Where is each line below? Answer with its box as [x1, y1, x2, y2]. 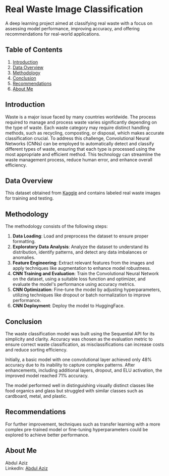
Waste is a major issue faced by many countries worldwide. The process [5, 113, 156, 120]
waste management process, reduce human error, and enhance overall [5, 156, 153, 162]
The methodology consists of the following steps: [5, 223, 108, 229]
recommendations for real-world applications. [5, 31, 101, 37]
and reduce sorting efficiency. [5, 347, 68, 352]
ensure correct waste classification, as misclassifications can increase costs [5, 341, 164, 347]
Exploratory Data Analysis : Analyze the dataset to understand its [12, 244, 149, 250]
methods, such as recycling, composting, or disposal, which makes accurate [5, 130, 164, 136]
